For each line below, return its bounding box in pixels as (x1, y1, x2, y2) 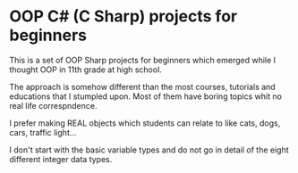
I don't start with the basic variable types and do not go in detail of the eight (9, 144, 289, 155)
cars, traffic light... (9, 127, 77, 137)
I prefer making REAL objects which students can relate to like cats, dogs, (9, 118, 281, 128)
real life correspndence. (9, 100, 98, 111)
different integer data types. (9, 153, 113, 164)
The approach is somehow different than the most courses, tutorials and (9, 81, 276, 92)
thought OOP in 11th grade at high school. (9, 64, 163, 75)
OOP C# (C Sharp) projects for (9, 6, 238, 27)
